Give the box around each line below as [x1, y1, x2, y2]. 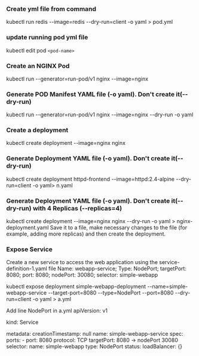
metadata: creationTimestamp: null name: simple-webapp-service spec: [6, 330, 183, 338]
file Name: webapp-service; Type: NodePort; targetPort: [48, 265, 187, 273]
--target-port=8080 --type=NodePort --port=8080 [47, 289, 174, 296]
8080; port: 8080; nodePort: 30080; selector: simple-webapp [6, 271, 158, 278]
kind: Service [6, 318, 39, 326]
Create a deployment [6, 126, 69, 134]
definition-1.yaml [6, 265, 48, 273]
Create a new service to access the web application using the [6, 259, 158, 266]
